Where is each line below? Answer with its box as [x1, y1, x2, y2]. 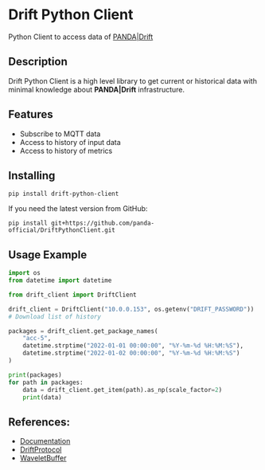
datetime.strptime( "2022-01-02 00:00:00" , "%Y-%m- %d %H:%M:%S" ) [22, 349, 240, 358]
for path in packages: [8, 378, 84, 386]
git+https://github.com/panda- [50, 219, 155, 228]
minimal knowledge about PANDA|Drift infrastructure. [8, 84, 185, 94]
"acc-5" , [22, 335, 52, 343]
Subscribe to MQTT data [19, 129, 101, 139]
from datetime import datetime [8, 276, 112, 284]
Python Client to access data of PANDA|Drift [8, 32, 154, 41]
